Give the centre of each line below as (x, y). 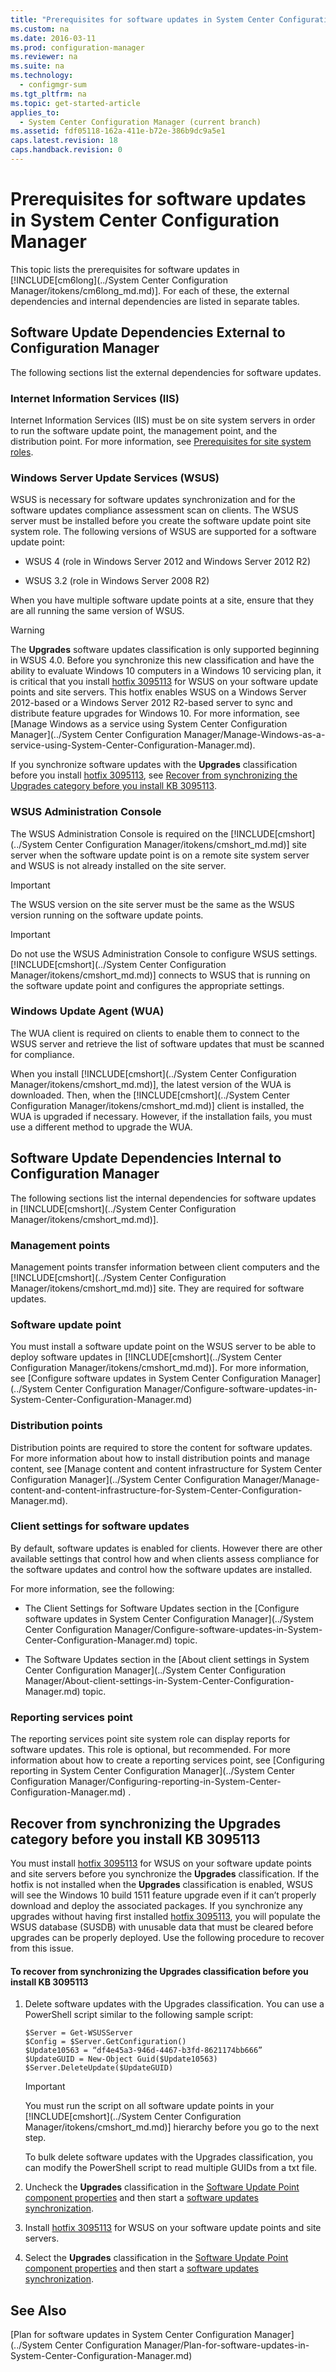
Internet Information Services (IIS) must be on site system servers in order (163, 420)
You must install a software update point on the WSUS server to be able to (163, 1347)
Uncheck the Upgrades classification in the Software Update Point (162, 2187)
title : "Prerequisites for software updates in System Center (142, 19)
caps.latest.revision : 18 (64, 141)
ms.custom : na (40, 29)
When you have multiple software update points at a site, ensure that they (162, 600)
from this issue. (42, 1948)
